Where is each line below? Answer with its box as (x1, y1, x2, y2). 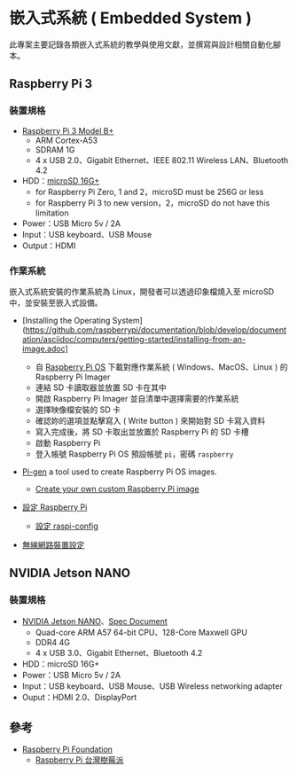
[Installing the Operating (21, 315, 111, 325)
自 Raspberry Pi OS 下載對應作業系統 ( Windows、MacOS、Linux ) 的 (35, 361, 288, 372)
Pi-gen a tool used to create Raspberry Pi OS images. (21, 466, 217, 477)
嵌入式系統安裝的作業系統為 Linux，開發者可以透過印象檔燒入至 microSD (9, 285, 275, 297)
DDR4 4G (35, 637, 71, 647)
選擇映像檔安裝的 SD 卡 (35, 404, 121, 415)
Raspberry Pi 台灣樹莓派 (35, 754, 124, 765)
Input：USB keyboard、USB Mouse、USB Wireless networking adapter (21, 680, 283, 692)
